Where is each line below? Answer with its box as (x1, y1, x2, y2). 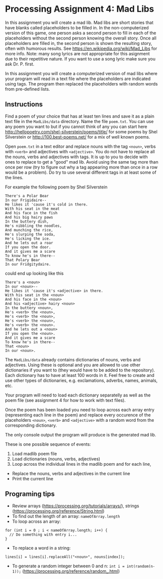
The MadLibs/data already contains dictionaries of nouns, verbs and (5, 356, 141, 362)
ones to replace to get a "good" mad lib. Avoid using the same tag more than (5, 159, 159, 165)
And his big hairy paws (5, 215, 54, 220)
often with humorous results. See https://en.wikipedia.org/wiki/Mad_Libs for (5, 45, 157, 51)
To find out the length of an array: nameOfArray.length (12, 513, 120, 519)
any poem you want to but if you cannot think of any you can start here (5, 124, 147, 129)
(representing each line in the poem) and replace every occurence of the (5, 412, 151, 418)
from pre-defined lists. (5, 86, 50, 92)
